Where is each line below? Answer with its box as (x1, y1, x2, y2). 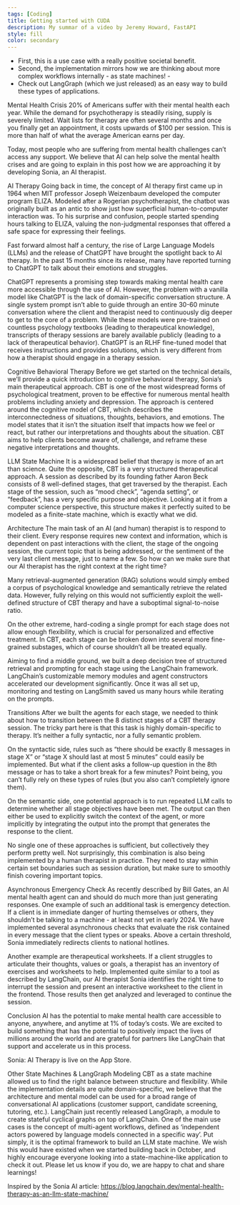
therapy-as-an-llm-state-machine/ (7, 1190, 109, 1199)
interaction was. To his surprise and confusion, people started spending (7, 212, 219, 221)
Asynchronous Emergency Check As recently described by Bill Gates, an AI (7, 885, 229, 894)
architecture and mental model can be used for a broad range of (7, 1092, 196, 1101)
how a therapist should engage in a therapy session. (7, 354, 161, 362)
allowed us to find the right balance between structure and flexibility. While (7, 1077, 228, 1086)
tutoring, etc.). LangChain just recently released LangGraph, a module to (7, 1108, 221, 1116)
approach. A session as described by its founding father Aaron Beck (7, 472, 209, 481)
